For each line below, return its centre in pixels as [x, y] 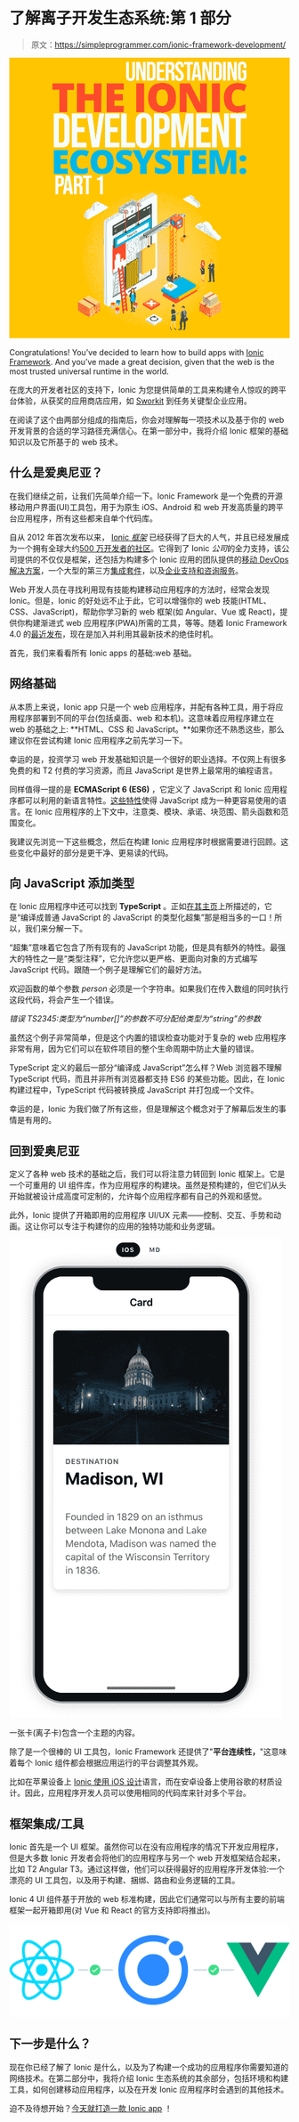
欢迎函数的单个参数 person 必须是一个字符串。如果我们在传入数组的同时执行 [149, 988]
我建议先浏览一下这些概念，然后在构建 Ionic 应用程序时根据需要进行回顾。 [145, 841]
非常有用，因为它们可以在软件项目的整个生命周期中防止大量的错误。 [134, 1049]
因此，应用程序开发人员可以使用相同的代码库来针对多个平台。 [137, 1793]
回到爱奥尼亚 [44, 1151]
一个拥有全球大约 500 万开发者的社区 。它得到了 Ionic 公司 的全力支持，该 [149, 548]
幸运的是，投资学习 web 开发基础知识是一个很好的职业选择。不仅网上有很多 [148, 759]
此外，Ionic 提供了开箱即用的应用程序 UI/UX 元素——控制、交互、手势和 [141, 1215]
